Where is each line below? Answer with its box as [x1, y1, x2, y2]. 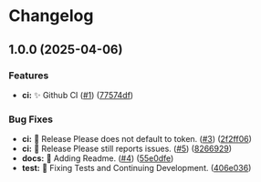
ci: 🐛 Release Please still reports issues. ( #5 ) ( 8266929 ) [21, 143, 233, 155]
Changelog [8, 5, 94, 26]
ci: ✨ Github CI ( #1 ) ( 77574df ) [21, 89, 134, 100]
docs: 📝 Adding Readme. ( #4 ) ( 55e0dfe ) [21, 153, 174, 164]
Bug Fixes [8, 113, 54, 126]
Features [8, 69, 49, 82]
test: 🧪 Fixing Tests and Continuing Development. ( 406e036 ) [21, 163, 252, 174]
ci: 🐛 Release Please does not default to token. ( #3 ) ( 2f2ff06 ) [21, 134, 253, 145]
